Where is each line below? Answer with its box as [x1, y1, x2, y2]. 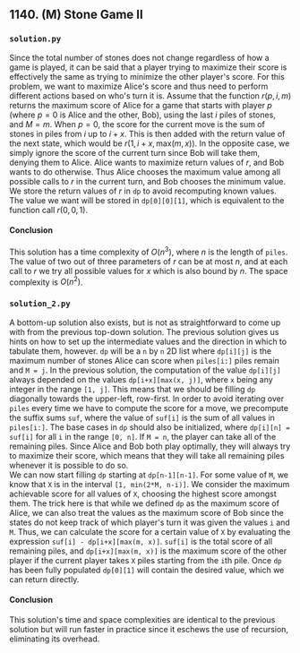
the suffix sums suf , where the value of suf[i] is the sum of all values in [9, 412, 276, 423]
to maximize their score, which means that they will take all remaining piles [9, 450, 285, 460]
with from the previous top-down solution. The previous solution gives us [9, 326, 279, 337]
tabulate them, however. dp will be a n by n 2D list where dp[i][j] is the [9, 345, 271, 357]
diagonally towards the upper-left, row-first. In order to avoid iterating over [9, 393, 285, 404]
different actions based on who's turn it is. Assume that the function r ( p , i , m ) [9, 90, 292, 101]
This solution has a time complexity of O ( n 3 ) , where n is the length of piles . [9, 245, 288, 257]
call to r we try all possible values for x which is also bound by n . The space [9, 265, 288, 276]
